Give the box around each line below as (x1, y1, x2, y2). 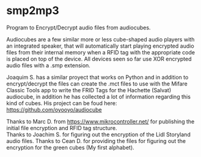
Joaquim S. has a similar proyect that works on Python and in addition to (6, 73, 189, 81)
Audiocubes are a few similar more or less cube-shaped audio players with (6, 35, 195, 43)
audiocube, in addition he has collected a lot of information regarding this (6, 93, 191, 100)
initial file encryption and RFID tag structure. (6, 124, 117, 131)
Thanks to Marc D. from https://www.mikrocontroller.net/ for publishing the (6, 117, 195, 125)
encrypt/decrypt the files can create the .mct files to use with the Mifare (6, 80, 188, 87)
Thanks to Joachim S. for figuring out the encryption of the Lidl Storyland (6, 131, 191, 138)
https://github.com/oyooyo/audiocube (6, 106, 102, 113)
